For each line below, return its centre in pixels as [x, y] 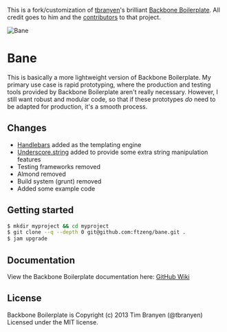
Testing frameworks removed [59, 166]
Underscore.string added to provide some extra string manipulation [112, 152]
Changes [27, 128]
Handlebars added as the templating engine [79, 144]
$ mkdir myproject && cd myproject [58, 226]
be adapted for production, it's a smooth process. [77, 107]
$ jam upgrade [28, 239]
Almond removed [42, 174]
